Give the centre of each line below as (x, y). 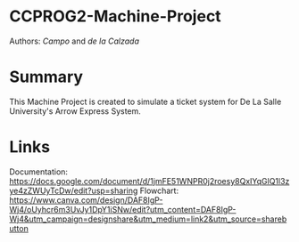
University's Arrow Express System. (75, 111)
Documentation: (39, 172)
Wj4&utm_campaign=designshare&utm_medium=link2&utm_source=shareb (148, 219)
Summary (46, 77)
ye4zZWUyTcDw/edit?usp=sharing (74, 190)
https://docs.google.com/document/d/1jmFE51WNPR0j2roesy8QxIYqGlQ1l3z (149, 181)
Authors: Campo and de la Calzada (75, 41)
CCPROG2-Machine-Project (115, 16)
